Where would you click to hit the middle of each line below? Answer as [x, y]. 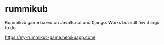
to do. [11, 27]
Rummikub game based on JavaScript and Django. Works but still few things [82, 22]
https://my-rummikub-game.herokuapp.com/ [50, 37]
